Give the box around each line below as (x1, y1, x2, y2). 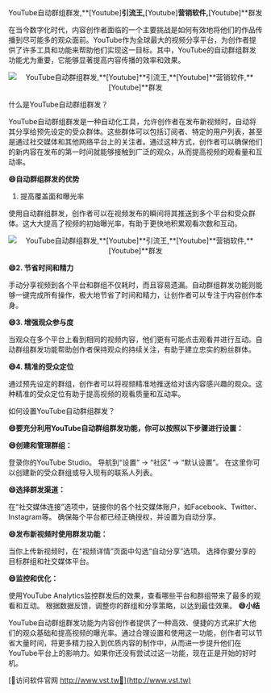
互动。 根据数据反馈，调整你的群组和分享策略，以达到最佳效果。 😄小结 (22, 601, 261, 610)
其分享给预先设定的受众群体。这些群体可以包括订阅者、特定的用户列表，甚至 (8, 127, 263, 136)
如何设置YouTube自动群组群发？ (8, 407, 115, 415)
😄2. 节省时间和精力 (8, 263, 74, 273)
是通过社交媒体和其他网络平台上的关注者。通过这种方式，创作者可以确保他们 (8, 137, 263, 146)
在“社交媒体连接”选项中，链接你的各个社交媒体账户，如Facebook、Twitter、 (8, 502, 261, 511)
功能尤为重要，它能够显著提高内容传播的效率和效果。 (8, 56, 186, 65)
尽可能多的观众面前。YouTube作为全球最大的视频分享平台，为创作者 (22, 35, 250, 44)
